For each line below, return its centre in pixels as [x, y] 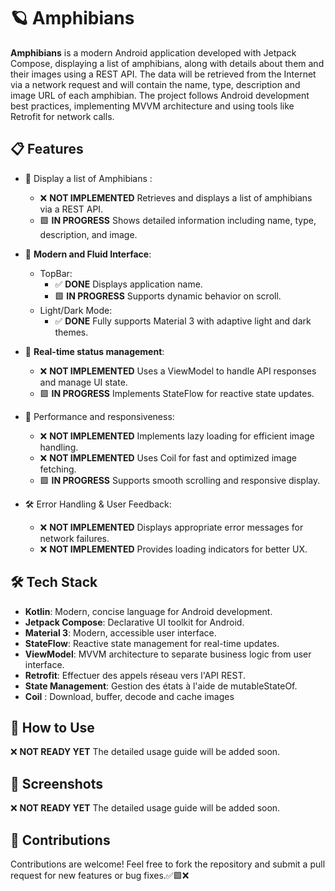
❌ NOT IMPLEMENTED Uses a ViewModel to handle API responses [178, 371]
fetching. [58, 469]
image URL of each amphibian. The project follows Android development [160, 95]
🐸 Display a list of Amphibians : [88, 178]
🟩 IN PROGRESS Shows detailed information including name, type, [178, 220]
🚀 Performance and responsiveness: [99, 416]
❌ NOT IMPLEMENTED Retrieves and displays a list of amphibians [176, 197]
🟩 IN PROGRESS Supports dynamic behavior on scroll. [168, 296]
